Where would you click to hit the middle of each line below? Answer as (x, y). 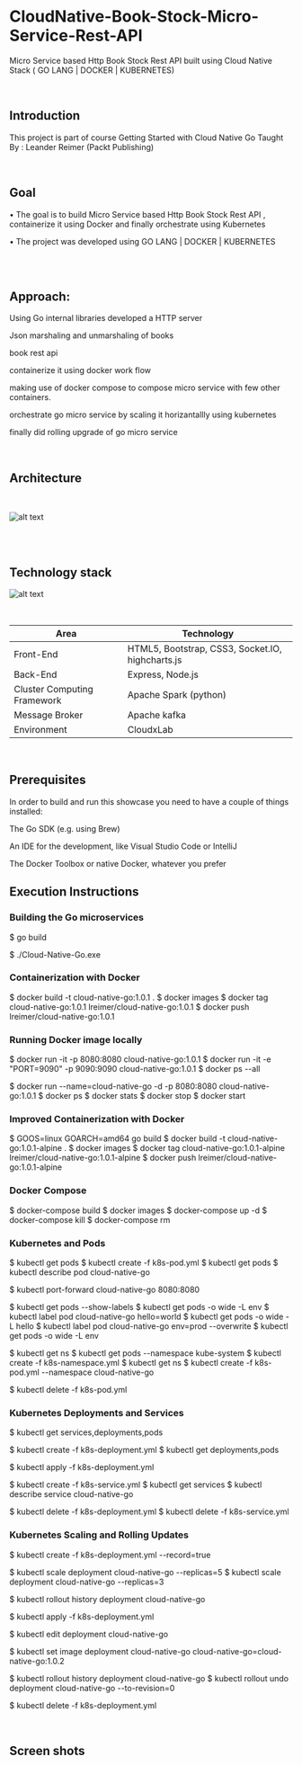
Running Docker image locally (76, 1039)
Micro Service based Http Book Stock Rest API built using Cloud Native (141, 60)
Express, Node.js (163, 674)
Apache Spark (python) (177, 695)
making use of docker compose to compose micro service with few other (145, 388)
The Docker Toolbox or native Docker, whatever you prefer (118, 863)
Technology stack (61, 572)
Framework (38, 700)
